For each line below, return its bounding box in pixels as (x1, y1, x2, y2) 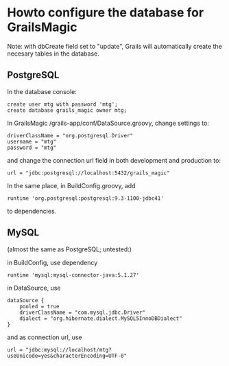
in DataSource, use (7, 284, 61, 292)
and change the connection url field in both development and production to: (7, 156, 221, 164)
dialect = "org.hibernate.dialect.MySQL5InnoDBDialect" (19, 314, 183, 322)
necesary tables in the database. (7, 49, 99, 58)
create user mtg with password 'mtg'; (7, 101, 118, 108)
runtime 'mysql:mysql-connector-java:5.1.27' (7, 271, 139, 279)
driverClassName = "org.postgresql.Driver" (7, 132, 134, 139)
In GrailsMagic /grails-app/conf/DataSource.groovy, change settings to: (7, 119, 209, 127)
